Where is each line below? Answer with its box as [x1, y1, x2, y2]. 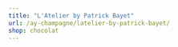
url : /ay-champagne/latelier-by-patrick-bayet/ [8, 19, 171, 27]
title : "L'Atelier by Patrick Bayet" [8, 11, 135, 20]
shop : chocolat [8, 26, 59, 34]
